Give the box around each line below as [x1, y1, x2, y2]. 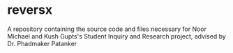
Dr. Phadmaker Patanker [7, 39, 77, 47]
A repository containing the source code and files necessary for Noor [7, 25, 207, 33]
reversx [7, 2, 53, 18]
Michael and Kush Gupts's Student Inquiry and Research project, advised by [7, 32, 227, 40]
